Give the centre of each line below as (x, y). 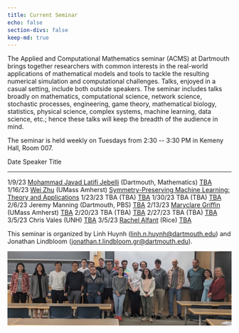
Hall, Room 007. (30, 148)
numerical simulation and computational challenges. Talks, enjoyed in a (112, 81)
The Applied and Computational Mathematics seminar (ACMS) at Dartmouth (118, 59)
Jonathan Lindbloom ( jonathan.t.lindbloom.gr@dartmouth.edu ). (100, 241)
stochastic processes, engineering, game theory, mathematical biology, (112, 104)
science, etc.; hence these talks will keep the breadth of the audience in (113, 119)
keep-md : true (28, 38)
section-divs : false (38, 30)
